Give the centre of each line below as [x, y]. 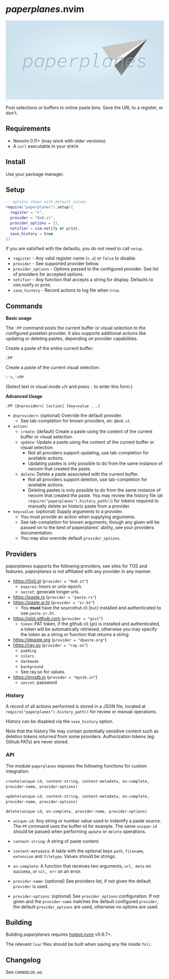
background [32, 667]
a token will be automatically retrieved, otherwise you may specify [89, 629]
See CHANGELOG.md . [25, 972]
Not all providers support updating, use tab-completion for [89, 453]
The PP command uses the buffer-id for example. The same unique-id [85, 826]
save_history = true [32, 234]
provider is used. [31, 886]
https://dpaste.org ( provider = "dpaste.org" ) [60, 640]
